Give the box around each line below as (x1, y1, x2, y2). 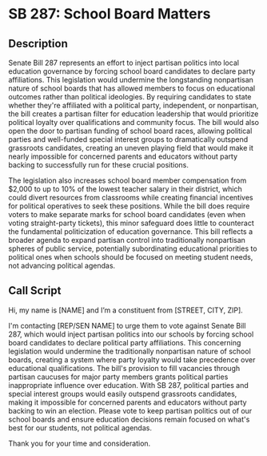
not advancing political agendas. (8, 261, 116, 270)
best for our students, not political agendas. (8, 422, 152, 433)
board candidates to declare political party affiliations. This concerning (8, 337, 241, 347)
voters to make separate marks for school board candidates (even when (8, 210, 246, 219)
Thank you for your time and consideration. (8, 438, 151, 448)
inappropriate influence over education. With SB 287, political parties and (8, 380, 249, 389)
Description (8, 37, 68, 50)
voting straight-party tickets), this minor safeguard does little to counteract (8, 218, 254, 228)
